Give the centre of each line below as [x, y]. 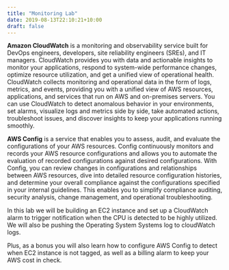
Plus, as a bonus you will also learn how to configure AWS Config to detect [112, 246]
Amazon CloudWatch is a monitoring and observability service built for [108, 46]
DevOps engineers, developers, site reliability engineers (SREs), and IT [107, 53]
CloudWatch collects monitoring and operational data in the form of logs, [109, 82]
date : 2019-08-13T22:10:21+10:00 [55, 20]
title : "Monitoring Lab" [42, 13]
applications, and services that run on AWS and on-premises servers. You [111, 97]
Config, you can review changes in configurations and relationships [102, 168]
